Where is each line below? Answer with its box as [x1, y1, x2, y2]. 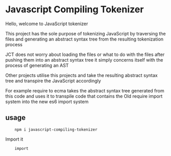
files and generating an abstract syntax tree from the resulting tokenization [5, 36, 164, 42]
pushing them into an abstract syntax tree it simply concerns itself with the [5, 56, 163, 63]
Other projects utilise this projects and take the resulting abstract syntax [5, 72, 158, 78]
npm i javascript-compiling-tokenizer [14, 127, 98, 132]
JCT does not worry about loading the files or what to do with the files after [5, 51, 165, 57]
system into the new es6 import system [5, 99, 89, 105]
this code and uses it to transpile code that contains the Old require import [5, 93, 163, 99]
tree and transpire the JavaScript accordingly [5, 77, 101, 84]
